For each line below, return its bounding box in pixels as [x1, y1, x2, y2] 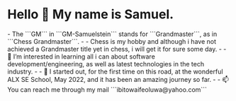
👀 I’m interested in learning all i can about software [7, 52, 156, 61]
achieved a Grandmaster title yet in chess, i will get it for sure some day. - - [7, 44, 227, 53]
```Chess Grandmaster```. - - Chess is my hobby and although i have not [7, 37, 216, 45]
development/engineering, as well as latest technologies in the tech [7, 59, 204, 68]
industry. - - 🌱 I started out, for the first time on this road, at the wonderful [7, 67, 223, 76]
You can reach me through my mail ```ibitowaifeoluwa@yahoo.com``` [7, 85, 208, 94]
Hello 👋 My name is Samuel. [7, 6, 174, 23]
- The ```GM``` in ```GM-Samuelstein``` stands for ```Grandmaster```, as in [7, 30, 218, 38]
